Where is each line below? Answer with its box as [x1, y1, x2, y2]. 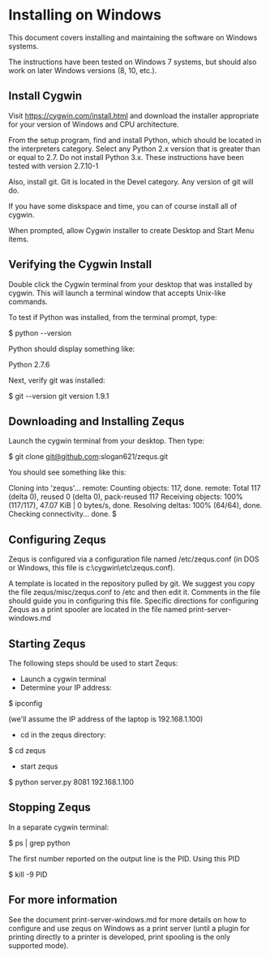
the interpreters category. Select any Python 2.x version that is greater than [8, 144, 261, 154]
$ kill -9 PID [8, 869, 48, 879]
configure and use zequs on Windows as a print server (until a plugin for [8, 923, 250, 933]
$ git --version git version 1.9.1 [8, 391, 109, 401]
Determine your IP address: [19, 683, 112, 692]
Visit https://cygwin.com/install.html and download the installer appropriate [8, 111, 259, 120]
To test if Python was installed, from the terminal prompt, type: [8, 312, 217, 322]
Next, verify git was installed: [8, 375, 105, 385]
